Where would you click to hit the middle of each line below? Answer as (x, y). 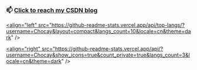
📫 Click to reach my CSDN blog (52, 10)
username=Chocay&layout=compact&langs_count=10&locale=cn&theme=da (98, 32)
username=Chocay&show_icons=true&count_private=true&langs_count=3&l (98, 55)
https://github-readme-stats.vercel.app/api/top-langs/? (118, 25)
